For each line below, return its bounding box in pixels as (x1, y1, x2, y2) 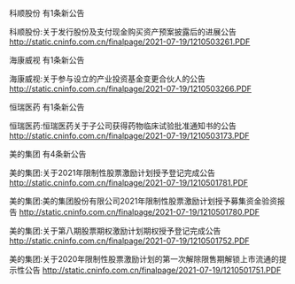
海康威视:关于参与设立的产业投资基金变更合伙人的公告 (9, 73, 206, 84)
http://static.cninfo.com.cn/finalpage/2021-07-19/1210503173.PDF (9, 131, 250, 141)
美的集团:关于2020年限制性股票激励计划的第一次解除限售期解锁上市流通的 (9, 254, 279, 264)
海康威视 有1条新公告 (9, 55, 85, 65)
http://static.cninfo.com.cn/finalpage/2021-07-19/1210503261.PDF (9, 36, 251, 47)
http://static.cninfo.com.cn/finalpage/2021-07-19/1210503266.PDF (9, 83, 252, 94)
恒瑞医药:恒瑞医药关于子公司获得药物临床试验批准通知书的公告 (9, 120, 237, 131)
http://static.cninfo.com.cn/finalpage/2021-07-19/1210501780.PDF (19, 207, 260, 217)
